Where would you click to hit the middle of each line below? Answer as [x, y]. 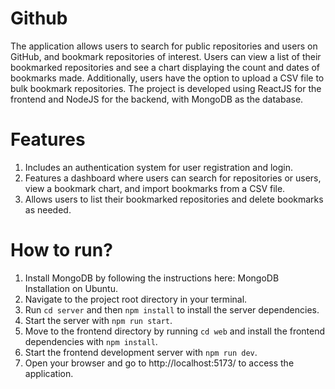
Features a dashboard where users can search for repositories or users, [173, 178]
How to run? [61, 250]
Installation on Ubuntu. [71, 288]
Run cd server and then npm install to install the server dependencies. [172, 309]
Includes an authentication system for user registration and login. [159, 167]
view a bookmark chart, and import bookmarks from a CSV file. [155, 188]
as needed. [48, 209]
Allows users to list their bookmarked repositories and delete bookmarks [174, 199]
